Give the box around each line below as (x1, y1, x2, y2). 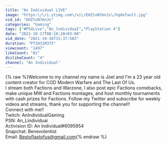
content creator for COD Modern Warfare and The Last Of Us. (5, 79, 136, 86)
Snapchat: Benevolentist (5, 129, 57, 135)
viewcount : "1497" (5, 46, 45, 51)
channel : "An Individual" (5, 60, 60, 65)
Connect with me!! (5, 107, 44, 113)
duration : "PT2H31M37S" (5, 41, 56, 46)
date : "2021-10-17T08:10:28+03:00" (5, 31, 81, 36)
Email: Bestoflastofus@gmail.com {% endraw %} (5, 134, 107, 140)
